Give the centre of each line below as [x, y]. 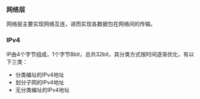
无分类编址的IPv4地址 [42, 90]
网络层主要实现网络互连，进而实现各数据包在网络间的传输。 [81, 24]
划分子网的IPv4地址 [40, 82]
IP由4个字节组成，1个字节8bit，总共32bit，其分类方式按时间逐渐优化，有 [98, 54]
